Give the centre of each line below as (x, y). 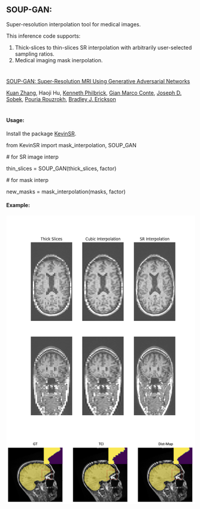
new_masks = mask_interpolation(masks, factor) (66, 192)
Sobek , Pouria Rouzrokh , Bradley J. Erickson (61, 99)
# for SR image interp (32, 157)
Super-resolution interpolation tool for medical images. (74, 24)
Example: (18, 205)
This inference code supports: (43, 36)
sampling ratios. (35, 54)
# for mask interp (28, 180)
